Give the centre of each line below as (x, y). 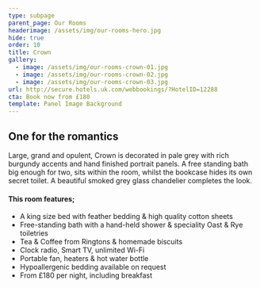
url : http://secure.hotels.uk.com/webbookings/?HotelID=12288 (113, 89)
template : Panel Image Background (65, 104)
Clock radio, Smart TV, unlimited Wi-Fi (82, 250)
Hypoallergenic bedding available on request (93, 267)
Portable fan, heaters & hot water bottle (84, 259)
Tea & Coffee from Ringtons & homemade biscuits (101, 242)
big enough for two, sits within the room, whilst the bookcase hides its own (130, 172)
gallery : (23, 60)
